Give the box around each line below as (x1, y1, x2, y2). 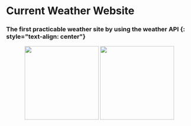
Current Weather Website (6, 4, 135, 18)
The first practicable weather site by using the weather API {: (6, 25, 185, 34)
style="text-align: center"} (6, 32, 86, 41)
